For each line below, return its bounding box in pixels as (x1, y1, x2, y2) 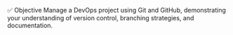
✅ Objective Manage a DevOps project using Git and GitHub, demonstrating (7, 6, 227, 14)
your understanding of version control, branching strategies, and (7, 14, 194, 22)
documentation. (7, 21, 53, 29)
